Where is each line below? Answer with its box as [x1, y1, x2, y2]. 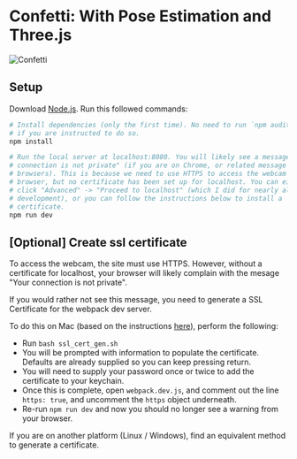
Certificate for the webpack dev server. [9, 303, 152, 315]
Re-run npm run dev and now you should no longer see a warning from [21, 404, 278, 415]
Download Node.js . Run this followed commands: [9, 103, 188, 114]
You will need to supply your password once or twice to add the [21, 366, 255, 377]
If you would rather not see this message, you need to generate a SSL [9, 295, 263, 305]
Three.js [9, 25, 72, 45]
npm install [9, 137, 53, 146]
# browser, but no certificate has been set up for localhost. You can [9, 178, 278, 187]
